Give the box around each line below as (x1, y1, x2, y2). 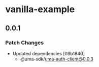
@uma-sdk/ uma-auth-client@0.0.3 (20, 56, 94, 62)
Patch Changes (5, 39, 44, 46)
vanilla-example (5, 4, 75, 15)
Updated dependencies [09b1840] (12, 50, 85, 56)
